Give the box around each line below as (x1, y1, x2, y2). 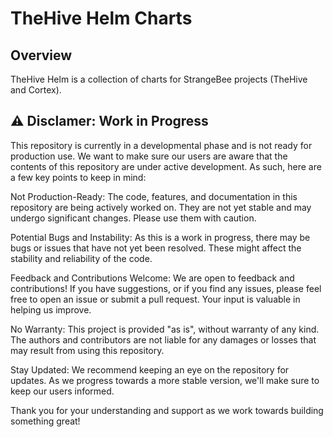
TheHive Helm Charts (10, 7, 193, 30)
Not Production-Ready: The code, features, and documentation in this (10, 190, 298, 202)
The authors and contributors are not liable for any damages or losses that (10, 333, 317, 346)
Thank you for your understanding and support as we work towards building (10, 404, 324, 416)
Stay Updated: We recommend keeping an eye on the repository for (10, 363, 290, 376)
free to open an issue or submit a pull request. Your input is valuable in (10, 293, 301, 305)
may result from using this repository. (10, 344, 165, 356)
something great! (10, 415, 81, 427)
